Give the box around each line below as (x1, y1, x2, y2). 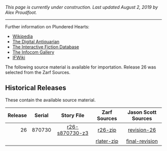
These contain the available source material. (5, 97, 96, 103)
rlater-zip (95, 138, 118, 145)
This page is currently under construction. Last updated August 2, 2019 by (5, 4, 158, 10)
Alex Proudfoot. (5, 9, 37, 15)
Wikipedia (12, 33, 33, 39)
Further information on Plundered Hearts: (5, 24, 89, 29)
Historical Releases (5, 84, 66, 92)
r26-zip (97, 126, 117, 133)
